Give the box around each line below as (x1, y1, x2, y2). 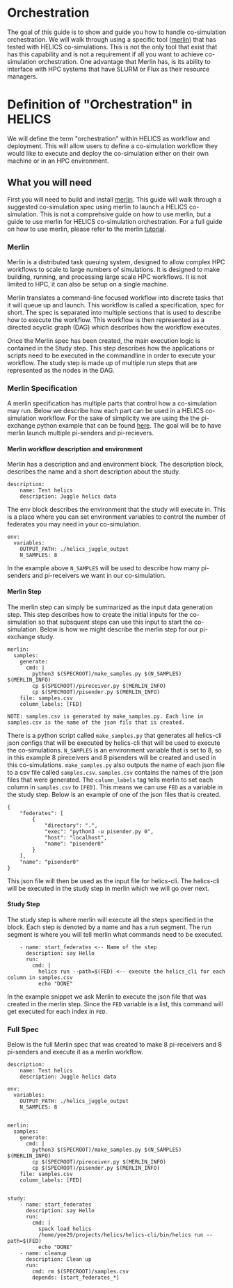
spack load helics (38, 1225, 92, 1232)
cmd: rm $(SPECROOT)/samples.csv (32, 1268, 129, 1275)
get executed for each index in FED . (7, 1007, 108, 1015)
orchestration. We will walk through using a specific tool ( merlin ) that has (7, 35, 217, 43)
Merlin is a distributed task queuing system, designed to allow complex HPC (7, 257, 225, 266)
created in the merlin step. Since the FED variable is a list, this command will (7, 999, 223, 1008)
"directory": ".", (44, 822, 98, 829)
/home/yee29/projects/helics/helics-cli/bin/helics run (38, 1232, 204, 1239)
